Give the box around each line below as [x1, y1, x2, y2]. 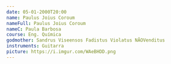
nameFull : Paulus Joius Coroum [6, 20, 86, 26]
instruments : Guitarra [6, 43, 64, 49]
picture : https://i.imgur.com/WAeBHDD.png [6, 49, 116, 55]
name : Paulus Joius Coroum [6, 15, 75, 21]
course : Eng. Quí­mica [6, 32, 62, 38]
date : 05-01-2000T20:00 [6, 9, 67, 15]
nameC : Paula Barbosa [6, 26, 62, 32]
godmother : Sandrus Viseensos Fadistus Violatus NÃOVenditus [6, 37, 166, 43]
